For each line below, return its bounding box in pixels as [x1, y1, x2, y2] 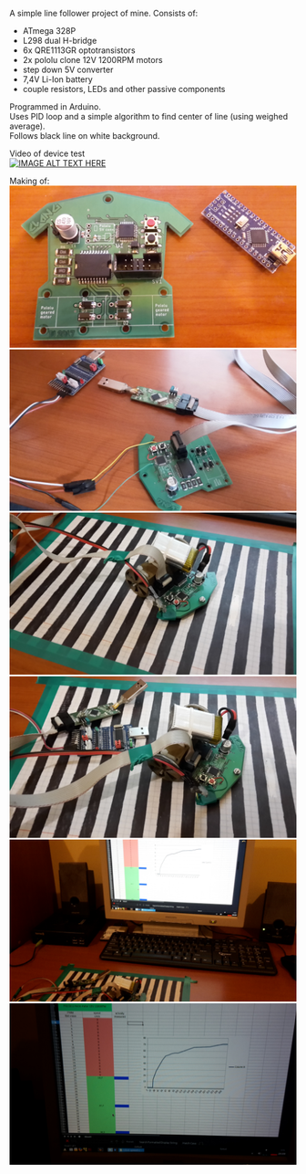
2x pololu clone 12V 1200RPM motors [22, 55, 163, 65]
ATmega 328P [22, 26, 76, 36]
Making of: [9, 175, 50, 186]
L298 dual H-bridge [22, 36, 97, 46]
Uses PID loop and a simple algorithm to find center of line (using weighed [9, 111, 289, 121]
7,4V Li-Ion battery [22, 74, 93, 85]
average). [9, 121, 46, 131]
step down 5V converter [22, 64, 114, 75]
